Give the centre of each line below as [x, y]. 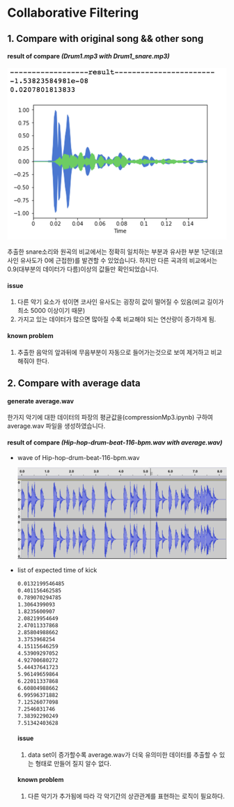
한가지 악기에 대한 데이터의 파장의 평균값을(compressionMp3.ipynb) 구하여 [110, 417]
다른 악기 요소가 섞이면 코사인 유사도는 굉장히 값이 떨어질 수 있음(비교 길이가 [120, 302]
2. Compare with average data [74, 383]
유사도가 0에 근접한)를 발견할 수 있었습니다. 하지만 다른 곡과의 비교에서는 [119, 261]
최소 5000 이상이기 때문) [51, 311]
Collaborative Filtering [73, 13]
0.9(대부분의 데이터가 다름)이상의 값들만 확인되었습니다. [83, 269]
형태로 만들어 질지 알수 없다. [73, 763]
